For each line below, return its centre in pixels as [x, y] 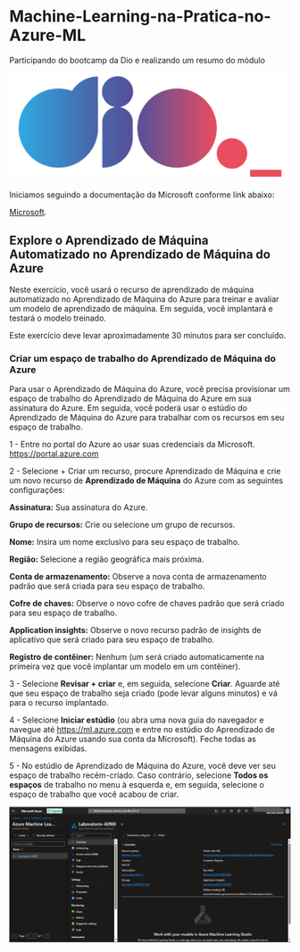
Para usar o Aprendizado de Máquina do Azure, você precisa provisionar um [150, 389]
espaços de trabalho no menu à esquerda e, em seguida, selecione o [137, 785]
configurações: [37, 490]
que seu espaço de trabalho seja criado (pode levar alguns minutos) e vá [144, 693]
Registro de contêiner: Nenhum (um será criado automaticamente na [137, 657]
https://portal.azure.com [54, 454]
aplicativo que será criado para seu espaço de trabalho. [112, 639]
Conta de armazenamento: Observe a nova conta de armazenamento [138, 577]
